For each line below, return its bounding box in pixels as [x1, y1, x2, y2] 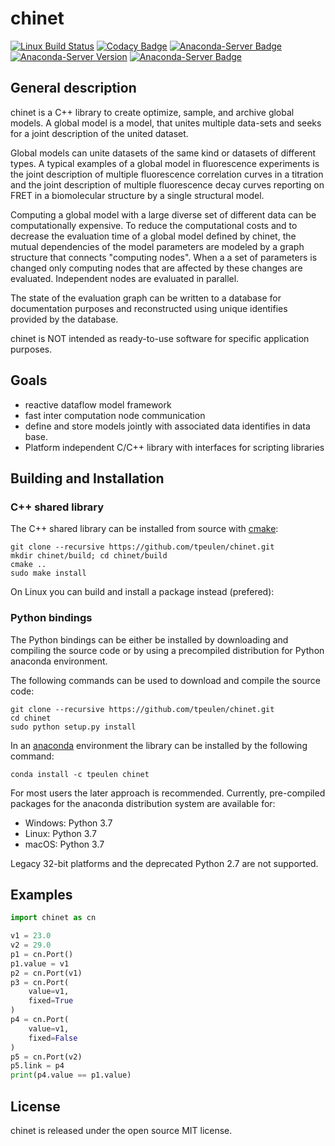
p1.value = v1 [10, 958, 70, 969]
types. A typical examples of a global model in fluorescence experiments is [10, 157, 320, 169]
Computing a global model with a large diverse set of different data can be [10, 208, 317, 221]
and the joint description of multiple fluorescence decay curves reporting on [10, 178, 325, 191]
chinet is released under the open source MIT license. [10, 1125, 233, 1137]
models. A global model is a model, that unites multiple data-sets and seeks [10, 117, 322, 129]
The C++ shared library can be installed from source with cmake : [10, 523, 279, 535]
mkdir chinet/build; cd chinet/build [10, 551, 168, 561]
